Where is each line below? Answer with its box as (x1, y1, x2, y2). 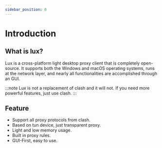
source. (5, 65, 20, 71)
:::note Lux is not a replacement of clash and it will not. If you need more (5, 85, 150, 91)
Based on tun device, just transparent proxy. (12, 122, 101, 128)
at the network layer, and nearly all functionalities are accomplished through (5, 70, 157, 76)
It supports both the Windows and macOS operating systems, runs (21, 65, 155, 71)
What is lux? (5, 47, 43, 56)
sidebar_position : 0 (5, 7, 47, 12)
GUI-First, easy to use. (12, 138, 57, 144)
